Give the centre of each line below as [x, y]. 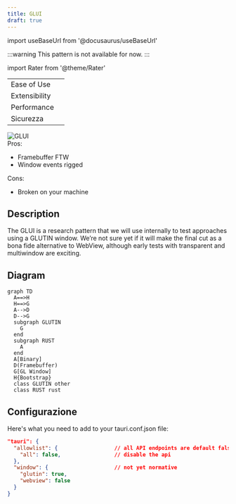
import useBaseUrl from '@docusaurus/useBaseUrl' [83, 40]
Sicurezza [27, 118]
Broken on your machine [53, 191]
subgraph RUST [34, 341]
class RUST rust [37, 390]
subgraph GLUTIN [37, 322]
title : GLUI [25, 14]
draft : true [25, 20]
